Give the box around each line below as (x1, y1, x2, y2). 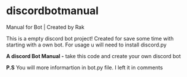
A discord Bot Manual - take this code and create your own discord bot (6, 52, 181, 59)
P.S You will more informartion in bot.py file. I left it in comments (6, 63, 163, 71)
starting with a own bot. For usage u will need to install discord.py (6, 41, 167, 48)
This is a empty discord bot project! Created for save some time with (6, 35, 174, 42)
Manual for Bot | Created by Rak (6, 24, 85, 31)
